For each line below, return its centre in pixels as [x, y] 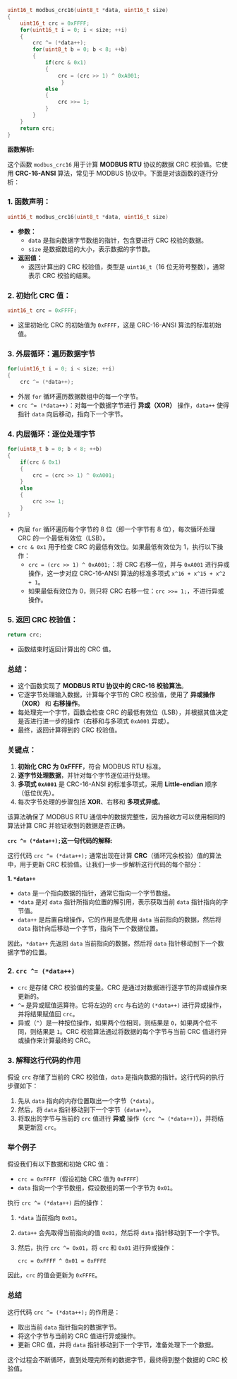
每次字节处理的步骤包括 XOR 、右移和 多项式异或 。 [91, 802]
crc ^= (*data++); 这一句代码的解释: [60, 841]
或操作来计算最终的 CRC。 [56, 1040]
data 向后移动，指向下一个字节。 [79, 414]
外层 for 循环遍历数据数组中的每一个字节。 [80, 396]
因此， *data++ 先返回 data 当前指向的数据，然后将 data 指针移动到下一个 [113, 944]
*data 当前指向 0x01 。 [49, 1218]
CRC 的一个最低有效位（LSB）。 [63, 538]
